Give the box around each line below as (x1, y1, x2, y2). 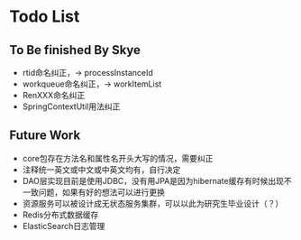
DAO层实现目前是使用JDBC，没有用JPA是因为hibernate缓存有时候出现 (22, 175, 284, 186)
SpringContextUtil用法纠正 (22, 101, 121, 112)
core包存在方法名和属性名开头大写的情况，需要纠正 (22, 152, 214, 163)
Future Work (9, 128, 81, 143)
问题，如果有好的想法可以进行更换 (38, 187, 165, 198)
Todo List (9, 6, 80, 27)
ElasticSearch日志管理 (22, 220, 105, 231)
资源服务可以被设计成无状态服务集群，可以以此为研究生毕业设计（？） (22, 198, 284, 208)
